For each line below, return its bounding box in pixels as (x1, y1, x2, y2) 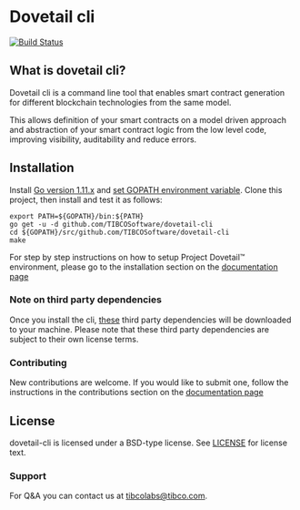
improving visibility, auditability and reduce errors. (9, 134, 197, 145)
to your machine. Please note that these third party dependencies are (9, 323, 270, 334)
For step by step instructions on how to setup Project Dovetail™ (9, 251, 245, 262)
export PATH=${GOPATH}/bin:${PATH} (9, 211, 145, 220)
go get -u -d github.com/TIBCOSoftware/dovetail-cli (9, 219, 214, 229)
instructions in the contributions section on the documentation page (9, 387, 264, 398)
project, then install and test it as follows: (9, 194, 163, 205)
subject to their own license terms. (9, 333, 139, 344)
